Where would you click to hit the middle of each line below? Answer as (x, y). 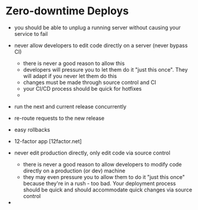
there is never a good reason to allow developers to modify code (103, 164)
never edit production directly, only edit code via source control (92, 153)
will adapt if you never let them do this (70, 76)
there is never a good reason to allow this (74, 63)
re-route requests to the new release (59, 118)
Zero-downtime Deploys (67, 11)
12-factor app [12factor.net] (48, 141)
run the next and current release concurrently (70, 106)
